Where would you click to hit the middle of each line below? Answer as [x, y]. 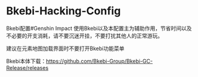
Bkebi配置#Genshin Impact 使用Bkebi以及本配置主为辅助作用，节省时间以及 [99, 28]
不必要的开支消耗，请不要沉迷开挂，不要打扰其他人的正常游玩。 [84, 36]
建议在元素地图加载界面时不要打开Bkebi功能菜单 [65, 48]
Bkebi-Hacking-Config [64, 11]
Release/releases [27, 67]
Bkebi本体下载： [26, 61]
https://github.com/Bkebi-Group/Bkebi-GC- [99, 61]
